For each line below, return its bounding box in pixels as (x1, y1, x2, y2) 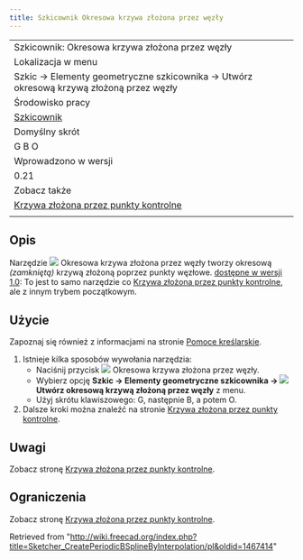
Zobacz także (14, 184, 72, 197)
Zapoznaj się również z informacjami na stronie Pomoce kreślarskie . (9, 336, 262, 347)
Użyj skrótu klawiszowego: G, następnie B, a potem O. (35, 394, 237, 406)
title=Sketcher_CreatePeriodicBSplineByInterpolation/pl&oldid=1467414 (9, 540, 273, 551)
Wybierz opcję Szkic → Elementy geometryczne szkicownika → (35, 375, 279, 386)
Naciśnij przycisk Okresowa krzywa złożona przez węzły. (35, 364, 260, 375)
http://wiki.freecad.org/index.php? (69, 531, 197, 542)
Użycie (9, 312, 50, 327)
